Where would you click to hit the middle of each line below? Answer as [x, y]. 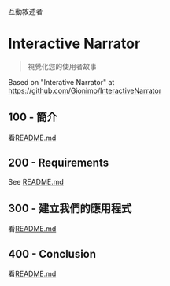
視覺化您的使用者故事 [62, 66]
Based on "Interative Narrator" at [61, 82]
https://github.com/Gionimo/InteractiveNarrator [85, 90]
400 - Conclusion [52, 254]
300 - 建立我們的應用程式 [70, 208]
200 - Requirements [58, 163]
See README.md [36, 181]
